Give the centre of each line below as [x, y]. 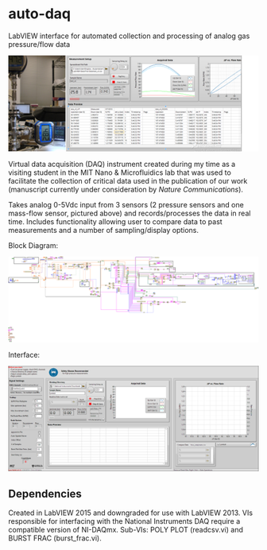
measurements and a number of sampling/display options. [104, 230]
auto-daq [40, 14]
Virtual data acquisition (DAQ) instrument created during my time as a [122, 164]
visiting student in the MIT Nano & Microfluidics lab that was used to [120, 172]
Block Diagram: [33, 245]
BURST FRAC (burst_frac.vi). [55, 538]
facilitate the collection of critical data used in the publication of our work [128, 180]
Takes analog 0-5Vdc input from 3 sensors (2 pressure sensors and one [126, 204]
